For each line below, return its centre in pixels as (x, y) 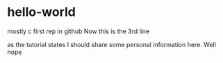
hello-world (42, 12)
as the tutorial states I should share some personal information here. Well (112, 44)
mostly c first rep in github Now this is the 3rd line (79, 31)
